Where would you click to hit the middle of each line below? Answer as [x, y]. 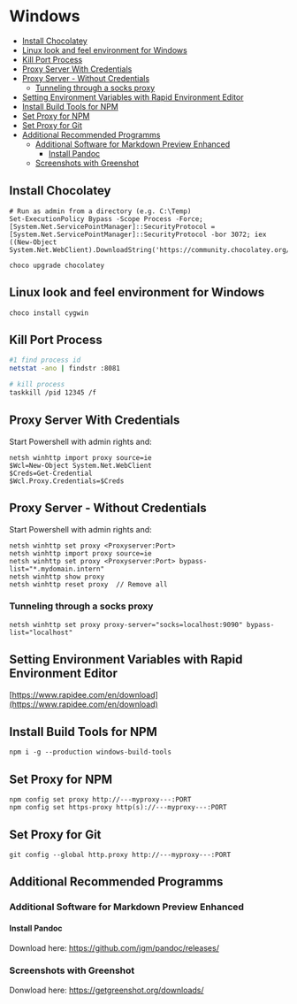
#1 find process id [45, 360]
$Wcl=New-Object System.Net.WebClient [80, 465]
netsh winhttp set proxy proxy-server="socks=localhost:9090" [126, 625]
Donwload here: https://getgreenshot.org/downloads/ [107, 990]
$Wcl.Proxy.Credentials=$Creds [67, 481]
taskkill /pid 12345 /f [53, 393]
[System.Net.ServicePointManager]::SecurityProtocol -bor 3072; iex [138, 234]
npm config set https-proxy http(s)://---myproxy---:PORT [118, 808]
